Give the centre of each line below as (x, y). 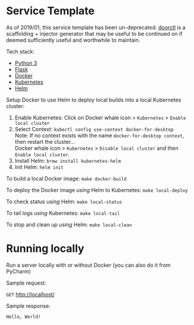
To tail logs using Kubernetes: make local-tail (63, 213)
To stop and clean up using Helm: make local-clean (69, 225)
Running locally (45, 249)
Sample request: (26, 283)
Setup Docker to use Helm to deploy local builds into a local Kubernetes (94, 100)
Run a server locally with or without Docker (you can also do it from (88, 265)
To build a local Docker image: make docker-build (66, 178)
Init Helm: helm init (39, 167)
